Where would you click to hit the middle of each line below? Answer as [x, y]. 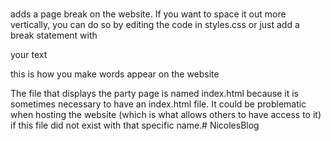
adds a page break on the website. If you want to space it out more [148, 14]
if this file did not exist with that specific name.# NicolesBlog [135, 125]
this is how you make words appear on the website [115, 74]
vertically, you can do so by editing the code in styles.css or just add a [155, 24]
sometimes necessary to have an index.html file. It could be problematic [158, 104]
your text [29, 54]
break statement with [54, 35]
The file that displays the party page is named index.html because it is [154, 93]
